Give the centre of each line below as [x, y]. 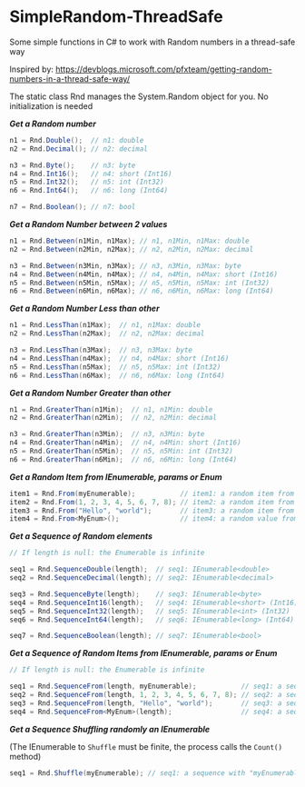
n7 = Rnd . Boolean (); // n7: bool [73, 207]
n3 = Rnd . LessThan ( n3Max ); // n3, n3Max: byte [101, 350]
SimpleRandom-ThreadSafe [117, 17]
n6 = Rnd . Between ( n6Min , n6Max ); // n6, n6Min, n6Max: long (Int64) [142, 291]
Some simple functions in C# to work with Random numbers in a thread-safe [152, 42]
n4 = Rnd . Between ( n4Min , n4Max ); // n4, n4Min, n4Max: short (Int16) [144, 274]
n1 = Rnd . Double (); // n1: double [77, 140]
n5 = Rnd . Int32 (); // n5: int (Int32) [87, 182]
